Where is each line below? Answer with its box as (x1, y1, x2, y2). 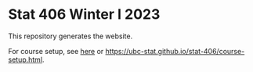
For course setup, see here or (8, 46, 104, 56)
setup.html (8, 55, 43, 64)
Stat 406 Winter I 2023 (8, 5, 161, 23)
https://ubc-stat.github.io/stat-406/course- (105, 46, 245, 56)
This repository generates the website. (8, 31, 133, 41)
